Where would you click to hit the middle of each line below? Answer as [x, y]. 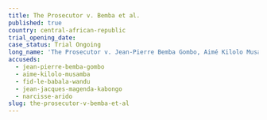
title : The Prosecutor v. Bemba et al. [74, 15]
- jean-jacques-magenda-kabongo [69, 89]
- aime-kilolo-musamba [53, 74]
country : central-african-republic [67, 30]
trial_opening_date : [43, 37]
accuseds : [25, 60]
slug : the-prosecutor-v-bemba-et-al [69, 103]
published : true [35, 23]
